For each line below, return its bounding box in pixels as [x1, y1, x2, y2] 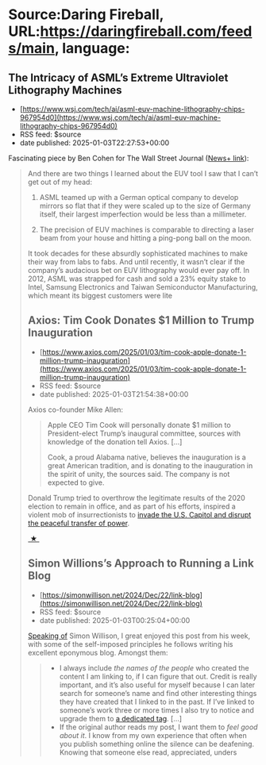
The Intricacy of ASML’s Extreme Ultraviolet [8, 71, 229, 84]
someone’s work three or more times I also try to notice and [59, 705, 254, 715]
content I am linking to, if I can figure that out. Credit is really [59, 671, 257, 681]
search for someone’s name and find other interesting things [59, 688, 257, 698]
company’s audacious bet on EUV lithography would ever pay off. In [27, 266, 250, 275]
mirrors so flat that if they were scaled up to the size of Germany [39, 201, 252, 210]
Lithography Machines [8, 83, 122, 97]
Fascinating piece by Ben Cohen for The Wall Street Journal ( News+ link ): [8, 153, 249, 163]
